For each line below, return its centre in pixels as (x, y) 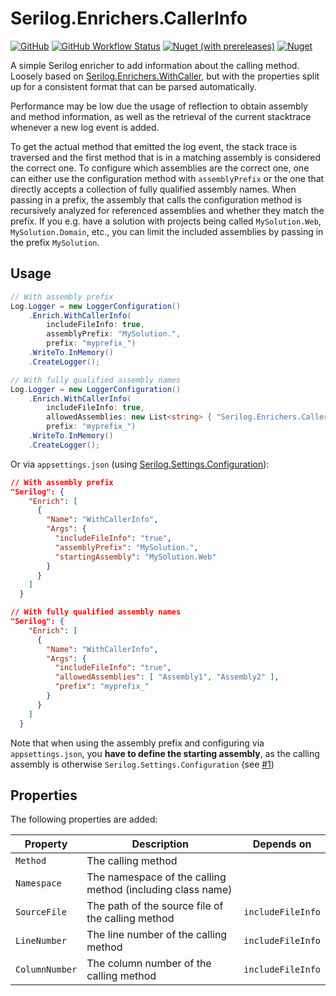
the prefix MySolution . (55, 242)
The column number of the (149, 964)
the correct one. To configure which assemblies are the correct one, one (160, 168)
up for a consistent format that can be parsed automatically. (133, 86)
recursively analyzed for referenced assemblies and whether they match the (167, 210)
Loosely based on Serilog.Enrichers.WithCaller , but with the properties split (165, 76)
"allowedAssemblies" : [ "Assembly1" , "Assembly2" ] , (167, 677)
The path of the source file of (155, 906)
